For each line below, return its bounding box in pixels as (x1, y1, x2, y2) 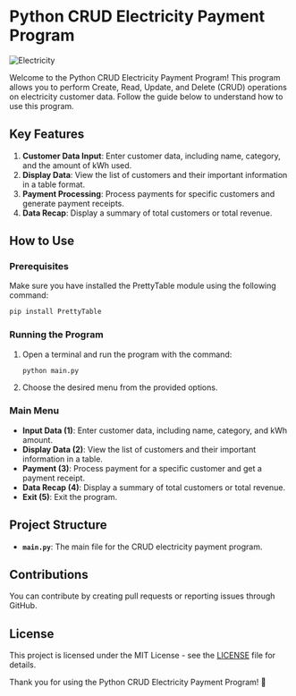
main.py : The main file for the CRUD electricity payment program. (21, 541, 263, 552)
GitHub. (9, 600, 38, 611)
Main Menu (9, 404, 60, 417)
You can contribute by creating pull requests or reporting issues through (9, 590, 275, 601)
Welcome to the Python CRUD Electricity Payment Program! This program (9, 72, 281, 82)
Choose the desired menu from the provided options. (21, 382, 218, 393)
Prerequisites (9, 260, 69, 273)
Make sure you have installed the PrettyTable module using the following (9, 280, 277, 292)
